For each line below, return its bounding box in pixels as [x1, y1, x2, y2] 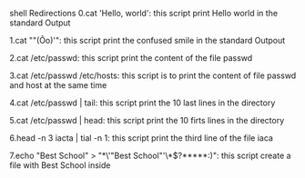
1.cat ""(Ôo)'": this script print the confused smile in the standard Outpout [9, 35, 286, 45]
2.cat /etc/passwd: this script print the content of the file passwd [9, 53, 253, 63]
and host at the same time [9, 80, 107, 90]
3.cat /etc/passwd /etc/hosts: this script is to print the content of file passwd [9, 70, 297, 81]
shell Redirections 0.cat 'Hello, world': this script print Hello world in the [9, 8, 279, 18]
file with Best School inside [9, 160, 111, 171]
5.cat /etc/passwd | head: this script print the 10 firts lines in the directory [9, 115, 285, 125]
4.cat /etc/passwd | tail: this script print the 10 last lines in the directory [9, 97, 276, 108]
